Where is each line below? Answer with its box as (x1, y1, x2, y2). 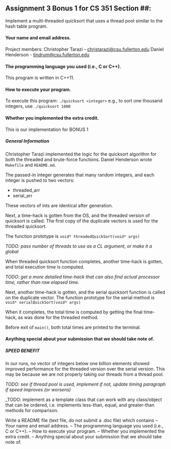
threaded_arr (12, 187, 40, 193)
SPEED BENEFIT (5, 347, 40, 353)
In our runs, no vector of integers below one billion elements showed (5, 361, 150, 367)
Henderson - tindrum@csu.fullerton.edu (5, 52, 90, 58)
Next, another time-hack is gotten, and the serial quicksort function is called (5, 289, 165, 295)
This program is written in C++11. (5, 75, 75, 81)
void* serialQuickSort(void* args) (5, 300, 81, 305)
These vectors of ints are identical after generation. (5, 202, 113, 209)
